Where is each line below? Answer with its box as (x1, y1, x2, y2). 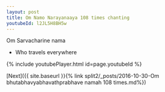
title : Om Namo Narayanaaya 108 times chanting (6, 15, 130, 21)
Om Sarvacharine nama (6, 37, 66, 44)
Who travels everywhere (15, 49, 78, 56)
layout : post (6, 9, 40, 15)
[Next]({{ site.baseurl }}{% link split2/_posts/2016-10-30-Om (6, 73, 159, 80)
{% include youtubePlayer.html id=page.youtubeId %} (6, 60, 142, 68)
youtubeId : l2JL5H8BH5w (6, 20, 67, 26)
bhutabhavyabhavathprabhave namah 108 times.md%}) (6, 79, 147, 86)
